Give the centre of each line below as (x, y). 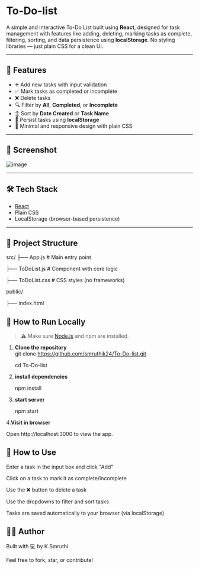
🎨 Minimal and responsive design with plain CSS (73, 126)
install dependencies (41, 376)
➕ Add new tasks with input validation (61, 85)
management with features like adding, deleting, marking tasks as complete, (99, 33)
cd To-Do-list (31, 365)
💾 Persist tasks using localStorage (57, 119)
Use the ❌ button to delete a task (46, 490)
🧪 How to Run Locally (46, 321)
